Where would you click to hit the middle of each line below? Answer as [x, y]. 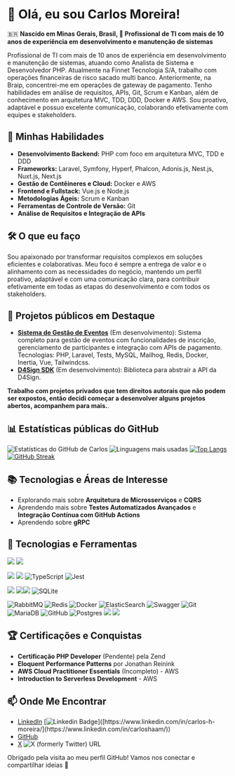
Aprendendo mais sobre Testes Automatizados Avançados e [107, 507]
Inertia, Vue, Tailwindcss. [54, 362]
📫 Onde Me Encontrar [57, 701]
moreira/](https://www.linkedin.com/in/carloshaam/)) [94, 729]
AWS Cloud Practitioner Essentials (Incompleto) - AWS [98, 671]
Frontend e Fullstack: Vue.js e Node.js [73, 191]
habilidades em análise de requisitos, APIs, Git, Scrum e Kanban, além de [113, 92]
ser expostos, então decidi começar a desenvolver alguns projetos [106, 398]
